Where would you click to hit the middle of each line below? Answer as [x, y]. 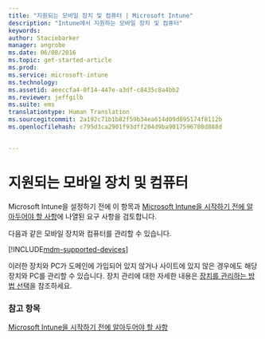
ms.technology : [33, 82]
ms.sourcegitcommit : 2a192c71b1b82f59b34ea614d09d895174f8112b [115, 120]
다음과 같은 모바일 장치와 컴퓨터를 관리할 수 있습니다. [90, 233]
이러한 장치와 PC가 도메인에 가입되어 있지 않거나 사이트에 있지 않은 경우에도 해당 [133, 266]
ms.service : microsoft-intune [58, 75]
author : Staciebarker [44, 38]
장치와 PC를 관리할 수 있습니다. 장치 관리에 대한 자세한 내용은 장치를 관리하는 [127, 275]
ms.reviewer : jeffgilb [46, 97]
